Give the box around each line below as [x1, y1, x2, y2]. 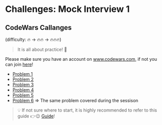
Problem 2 [12, 76, 34, 82]
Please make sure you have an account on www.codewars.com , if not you [5, 56, 158, 62]
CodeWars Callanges [5, 23, 72, 32]
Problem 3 [12, 82, 34, 88]
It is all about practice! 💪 [17, 46, 67, 52]
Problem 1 [12, 71, 33, 77]
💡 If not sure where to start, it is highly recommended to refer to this [17, 107, 157, 113]
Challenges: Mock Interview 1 [5, 3, 130, 15]
